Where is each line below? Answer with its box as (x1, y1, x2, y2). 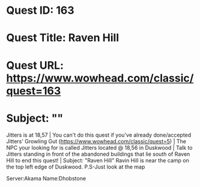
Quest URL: (6, 58, 64, 72)
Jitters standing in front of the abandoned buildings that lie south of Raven (6, 150, 190, 158)
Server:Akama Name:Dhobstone (6, 174, 86, 182)
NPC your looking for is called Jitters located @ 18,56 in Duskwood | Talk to (6, 144, 193, 151)
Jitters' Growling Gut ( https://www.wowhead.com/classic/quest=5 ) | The (6, 137, 186, 144)
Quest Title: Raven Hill (6, 31, 120, 45)
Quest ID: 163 (6, 4, 74, 17)
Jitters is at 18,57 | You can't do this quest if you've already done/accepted (6, 131, 192, 138)
